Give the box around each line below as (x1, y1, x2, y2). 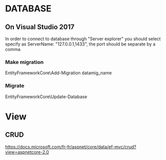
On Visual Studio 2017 (5, 23, 75, 31)
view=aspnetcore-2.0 (5, 149, 50, 155)
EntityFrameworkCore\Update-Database (5, 94, 88, 100)
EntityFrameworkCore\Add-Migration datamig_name (5, 70, 112, 76)
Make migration (5, 58, 44, 65)
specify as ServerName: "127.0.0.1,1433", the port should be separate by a (5, 41, 156, 47)
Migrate (5, 82, 25, 89)
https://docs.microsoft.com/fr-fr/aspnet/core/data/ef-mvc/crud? (5, 144, 137, 150)
